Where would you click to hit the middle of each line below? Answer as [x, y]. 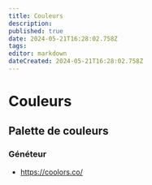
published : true [36, 31]
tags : [17, 46]
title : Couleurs [36, 16]
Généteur [28, 154]
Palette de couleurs [59, 131]
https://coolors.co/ [52, 172]
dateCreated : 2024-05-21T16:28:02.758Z [76, 62]
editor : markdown [38, 54]
